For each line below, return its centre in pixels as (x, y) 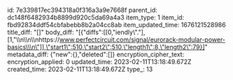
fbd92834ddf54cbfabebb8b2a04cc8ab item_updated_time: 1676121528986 (116, 25)
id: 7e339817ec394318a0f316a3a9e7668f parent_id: (82, 10)
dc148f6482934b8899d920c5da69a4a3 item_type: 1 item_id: (96, 17)
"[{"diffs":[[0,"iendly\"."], (110, 32)
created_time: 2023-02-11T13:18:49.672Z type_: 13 (80, 69)
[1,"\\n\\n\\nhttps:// (34, 40)
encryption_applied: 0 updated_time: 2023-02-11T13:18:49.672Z (99, 62)
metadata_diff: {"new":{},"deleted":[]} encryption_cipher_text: (96, 54)
